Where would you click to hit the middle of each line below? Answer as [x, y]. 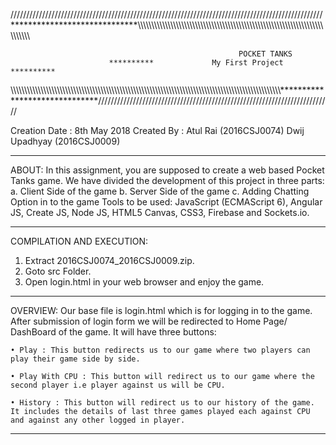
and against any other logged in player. [98, 420]
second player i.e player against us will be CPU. [118, 385]
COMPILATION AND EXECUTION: [79, 241]
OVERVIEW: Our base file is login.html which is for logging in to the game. [161, 310]
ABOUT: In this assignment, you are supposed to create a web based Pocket [167, 170]
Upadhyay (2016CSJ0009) [65, 141]
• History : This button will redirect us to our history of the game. [162, 403]
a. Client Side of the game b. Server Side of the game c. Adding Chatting [160, 191]
